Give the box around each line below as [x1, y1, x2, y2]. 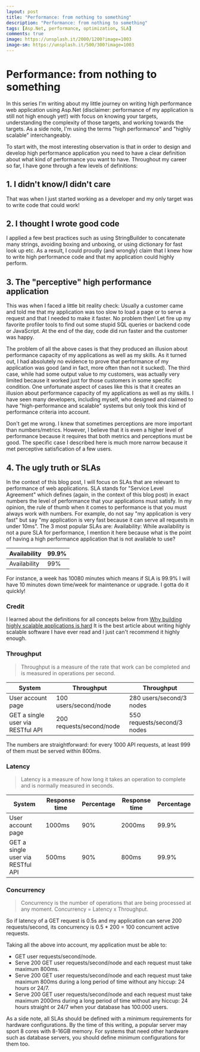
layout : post [6, 8, 39, 15]
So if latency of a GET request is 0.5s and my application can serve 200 [6, 917, 182, 925]
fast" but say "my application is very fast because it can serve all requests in [6, 516, 194, 524]
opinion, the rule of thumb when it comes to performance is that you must [6, 504, 187, 511]
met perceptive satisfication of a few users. [6, 445, 112, 452]
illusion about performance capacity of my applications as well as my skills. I [6, 389, 194, 397]
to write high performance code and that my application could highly [6, 254, 174, 261]
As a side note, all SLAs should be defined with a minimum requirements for [6, 1015, 192, 1022]
